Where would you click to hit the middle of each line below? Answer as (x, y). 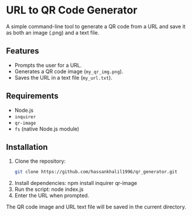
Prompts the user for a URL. (48, 65)
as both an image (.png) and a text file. (53, 32)
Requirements (32, 96)
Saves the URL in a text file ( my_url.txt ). (63, 77)
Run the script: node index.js (49, 189)
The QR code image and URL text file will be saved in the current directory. (96, 207)
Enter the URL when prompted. (52, 196)
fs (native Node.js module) (47, 129)
